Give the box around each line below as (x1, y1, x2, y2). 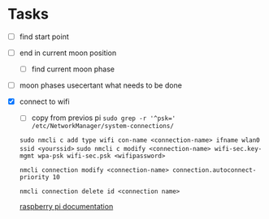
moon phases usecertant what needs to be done (19, 80, 182, 90)
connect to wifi (19, 97, 70, 106)
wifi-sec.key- (214, 145, 262, 153)
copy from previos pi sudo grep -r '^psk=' (31, 113, 176, 122)
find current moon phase (31, 64, 115, 74)
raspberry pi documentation (19, 202, 114, 212)
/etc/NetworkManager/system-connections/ (31, 122, 174, 131)
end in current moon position (19, 48, 117, 58)
